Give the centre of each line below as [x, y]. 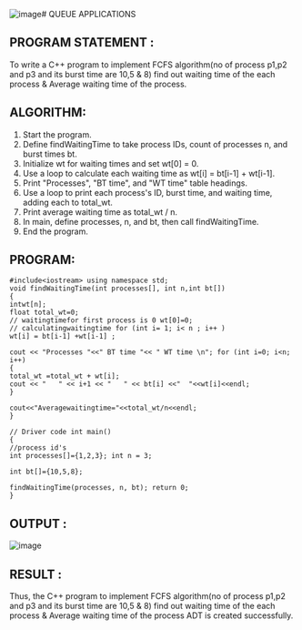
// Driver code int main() [60, 432]
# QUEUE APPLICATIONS [89, 14]
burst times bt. [50, 154]
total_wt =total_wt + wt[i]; [65, 376]
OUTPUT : [38, 523]
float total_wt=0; [44, 313]
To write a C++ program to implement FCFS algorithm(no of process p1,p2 [149, 65]
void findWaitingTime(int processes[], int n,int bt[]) [117, 289]
